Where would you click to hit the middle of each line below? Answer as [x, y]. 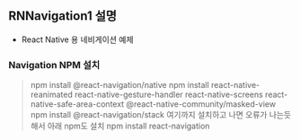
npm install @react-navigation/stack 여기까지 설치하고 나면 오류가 [149, 115]
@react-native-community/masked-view [201, 104]
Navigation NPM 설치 [54, 65]
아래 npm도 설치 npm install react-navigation [128, 126]
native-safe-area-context [77, 104]
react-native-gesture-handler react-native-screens [169, 95]
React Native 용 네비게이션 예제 [77, 39]
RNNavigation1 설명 [63, 16]
